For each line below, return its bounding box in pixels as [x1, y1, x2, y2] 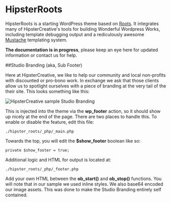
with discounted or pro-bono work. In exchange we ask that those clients [5, 77, 159, 83]
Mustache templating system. [5, 37, 68, 43]
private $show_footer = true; [5, 147, 70, 153]
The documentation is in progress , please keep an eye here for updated [5, 47, 158, 53]
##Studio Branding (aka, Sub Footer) [5, 62, 83, 68]
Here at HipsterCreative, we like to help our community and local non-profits [5, 72, 166, 78]
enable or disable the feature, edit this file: [5, 119, 94, 125]
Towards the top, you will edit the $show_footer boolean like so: [5, 138, 141, 144]
